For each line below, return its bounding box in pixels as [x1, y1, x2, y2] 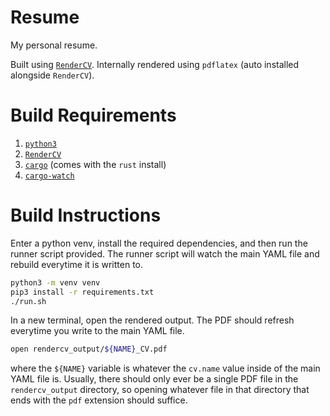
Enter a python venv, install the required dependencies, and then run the [10, 237, 308, 249]
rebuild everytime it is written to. [10, 258, 144, 270]
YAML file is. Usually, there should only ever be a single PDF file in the [10, 373, 299, 385]
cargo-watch [24, 171, 75, 181]
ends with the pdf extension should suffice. [10, 394, 188, 406]
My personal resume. [10, 39, 98, 51]
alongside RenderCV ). [10, 69, 95, 81]
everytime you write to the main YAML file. [10, 325, 185, 337]
